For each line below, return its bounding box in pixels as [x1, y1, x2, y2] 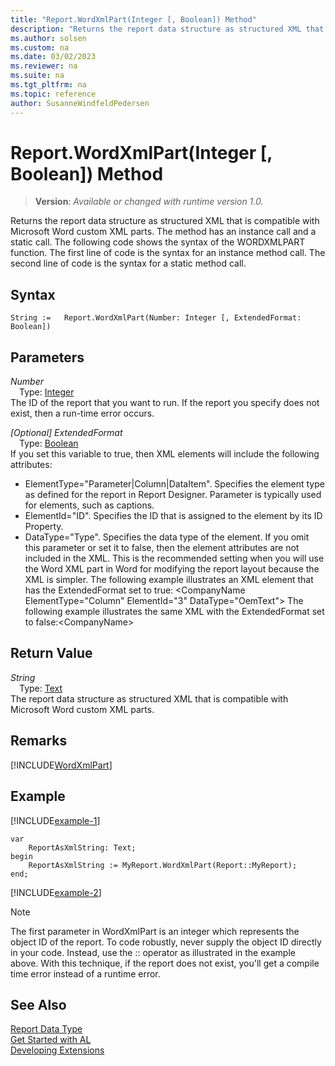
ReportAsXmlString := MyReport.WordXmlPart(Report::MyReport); [28, 860, 298, 870]
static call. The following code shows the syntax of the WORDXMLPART [10, 236, 306, 248]
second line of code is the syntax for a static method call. [10, 257, 247, 270]
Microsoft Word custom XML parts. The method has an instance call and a [10, 226, 317, 238]
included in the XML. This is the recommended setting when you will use [24, 552, 325, 565]
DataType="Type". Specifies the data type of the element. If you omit [24, 531, 310, 543]
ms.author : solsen [10, 33, 87, 43]
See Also [10, 996, 67, 1013]
